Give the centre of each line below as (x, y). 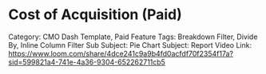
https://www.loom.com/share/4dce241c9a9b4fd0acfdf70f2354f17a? (121, 53)
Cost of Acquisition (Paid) (95, 15)
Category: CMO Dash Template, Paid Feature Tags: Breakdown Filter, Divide (133, 37)
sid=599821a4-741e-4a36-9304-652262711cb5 (87, 62)
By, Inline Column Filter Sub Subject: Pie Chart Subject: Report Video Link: (130, 45)
